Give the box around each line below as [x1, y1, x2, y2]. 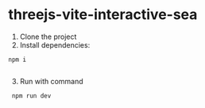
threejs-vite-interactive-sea [8, 6, 198, 24]
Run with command [19, 76, 83, 86]
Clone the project [19, 32, 77, 41]
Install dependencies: [19, 40, 91, 49]
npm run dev [11, 91, 52, 100]
